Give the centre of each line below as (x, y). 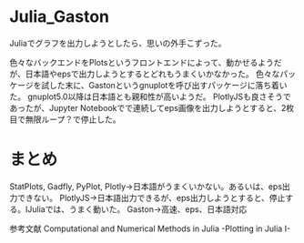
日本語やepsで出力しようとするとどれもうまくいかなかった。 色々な (152, 74)
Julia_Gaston (59, 17)
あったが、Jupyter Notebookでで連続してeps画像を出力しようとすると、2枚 (152, 107)
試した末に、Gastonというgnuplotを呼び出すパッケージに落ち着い (164, 85)
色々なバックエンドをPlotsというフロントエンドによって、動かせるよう (142, 62)
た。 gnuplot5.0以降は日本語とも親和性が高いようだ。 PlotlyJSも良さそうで (150, 96)
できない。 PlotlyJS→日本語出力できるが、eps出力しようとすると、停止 (151, 197)
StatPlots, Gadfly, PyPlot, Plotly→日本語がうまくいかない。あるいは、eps (146, 186)
